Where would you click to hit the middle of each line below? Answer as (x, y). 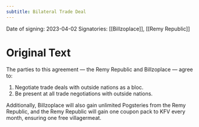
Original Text (39, 53)
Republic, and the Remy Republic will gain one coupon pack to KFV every (96, 111)
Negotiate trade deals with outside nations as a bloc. (79, 87)
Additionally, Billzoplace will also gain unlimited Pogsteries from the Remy (96, 105)
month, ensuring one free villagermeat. (54, 117)
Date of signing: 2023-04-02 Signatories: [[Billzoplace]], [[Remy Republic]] (98, 29)
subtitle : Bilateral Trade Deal (46, 12)
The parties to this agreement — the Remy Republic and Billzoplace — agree (99, 69)
